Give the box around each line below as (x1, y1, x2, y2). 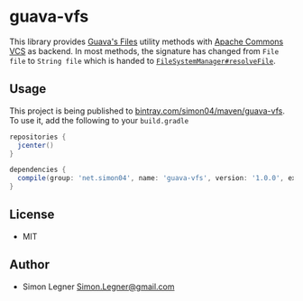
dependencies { (9, 165, 67, 175)
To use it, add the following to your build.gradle (9, 114, 189, 125)
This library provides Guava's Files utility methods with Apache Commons (9, 36, 284, 47)
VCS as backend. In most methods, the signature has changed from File (9, 45, 280, 56)
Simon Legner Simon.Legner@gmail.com (22, 281, 175, 292)
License (9, 207, 55, 223)
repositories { (9, 132, 67, 141)
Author (9, 257, 50, 272)
